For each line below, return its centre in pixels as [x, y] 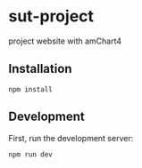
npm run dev [30, 154]
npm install [30, 89]
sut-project [51, 16]
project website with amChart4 [65, 41]
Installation [40, 69]
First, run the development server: [71, 138]
